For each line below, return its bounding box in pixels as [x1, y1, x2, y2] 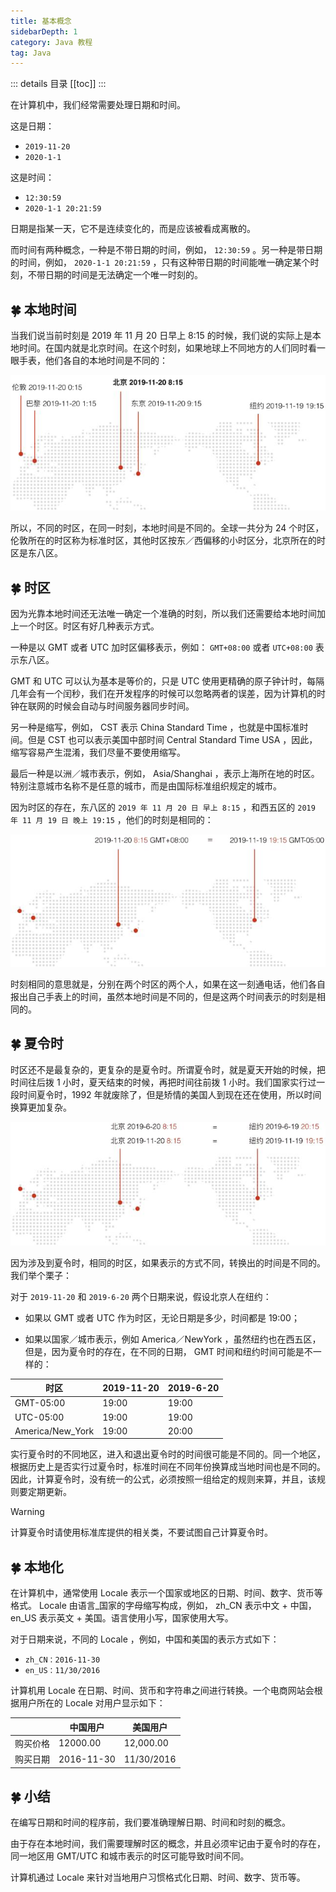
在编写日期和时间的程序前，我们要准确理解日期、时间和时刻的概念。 [10, 1816, 291, 1829]
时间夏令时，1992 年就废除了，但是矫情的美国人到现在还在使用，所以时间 [18, 1088, 322, 1100]
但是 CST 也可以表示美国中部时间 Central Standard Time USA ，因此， [27, 734, 318, 746]
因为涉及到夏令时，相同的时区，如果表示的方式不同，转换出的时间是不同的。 [10, 1256, 326, 1269]
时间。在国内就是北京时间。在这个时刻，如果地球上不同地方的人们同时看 [18, 342, 317, 354]
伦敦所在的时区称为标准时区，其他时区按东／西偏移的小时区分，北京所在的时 [10, 535, 326, 547]
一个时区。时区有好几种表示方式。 [18, 620, 160, 632]
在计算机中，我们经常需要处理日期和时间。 [10, 99, 186, 111]
